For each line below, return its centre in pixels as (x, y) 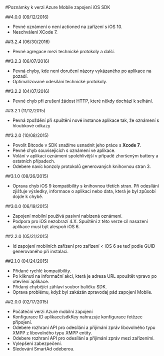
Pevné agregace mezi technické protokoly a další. (63, 51)
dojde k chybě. (28, 197)
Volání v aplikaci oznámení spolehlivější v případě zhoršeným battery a (85, 156)
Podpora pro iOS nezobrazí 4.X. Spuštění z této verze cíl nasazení (80, 221)
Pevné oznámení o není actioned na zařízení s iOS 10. (67, 27)
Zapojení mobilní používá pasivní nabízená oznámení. (67, 216)
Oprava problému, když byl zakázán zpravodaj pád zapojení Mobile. (82, 292)
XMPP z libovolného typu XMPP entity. (52, 333)
